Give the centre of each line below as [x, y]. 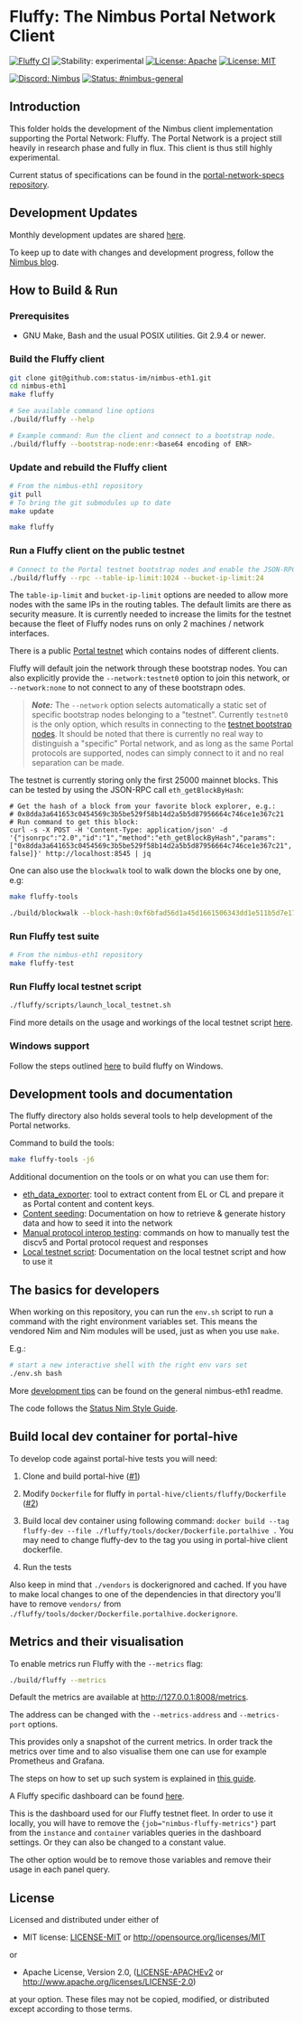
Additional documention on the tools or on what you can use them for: [139, 1177]
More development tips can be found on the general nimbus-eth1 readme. [147, 1390]
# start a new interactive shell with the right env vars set [129, 1365]
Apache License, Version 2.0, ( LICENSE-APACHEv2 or [123, 1972]
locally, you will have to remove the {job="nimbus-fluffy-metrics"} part [143, 1823]
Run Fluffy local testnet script [76, 987]
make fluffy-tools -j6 [52, 1160]
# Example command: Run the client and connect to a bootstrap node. [143, 436]
